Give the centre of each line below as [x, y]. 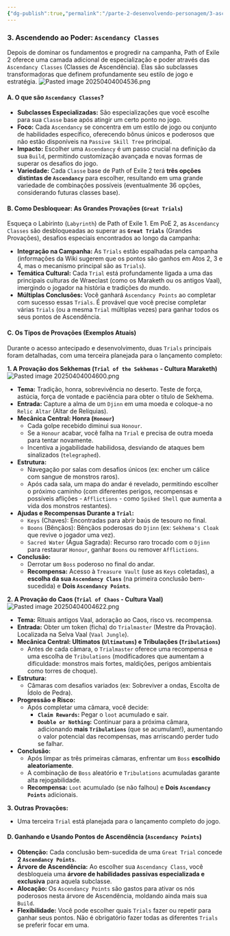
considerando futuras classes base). [68, 193]
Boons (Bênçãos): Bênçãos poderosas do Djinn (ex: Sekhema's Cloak [123, 527]
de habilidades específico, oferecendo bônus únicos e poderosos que [116, 134]
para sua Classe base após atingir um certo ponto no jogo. [99, 120]
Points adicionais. [53, 794]
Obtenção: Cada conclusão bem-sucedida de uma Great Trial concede [119, 852]
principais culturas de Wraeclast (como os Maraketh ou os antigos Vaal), [119, 280]
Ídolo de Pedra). [50, 693]
